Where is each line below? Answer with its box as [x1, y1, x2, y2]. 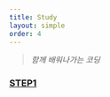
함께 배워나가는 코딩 [30, 55, 100, 65]
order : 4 [9, 29, 42, 38]
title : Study [9, 12, 58, 22]
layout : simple [9, 21, 66, 30]
